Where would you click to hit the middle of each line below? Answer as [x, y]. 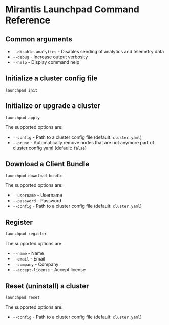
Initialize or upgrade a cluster [53, 106]
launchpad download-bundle [34, 176]
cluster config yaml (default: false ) [50, 148]
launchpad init [22, 90]
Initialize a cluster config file [51, 79]
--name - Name [28, 253]
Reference [28, 20]
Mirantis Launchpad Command [72, 9]
